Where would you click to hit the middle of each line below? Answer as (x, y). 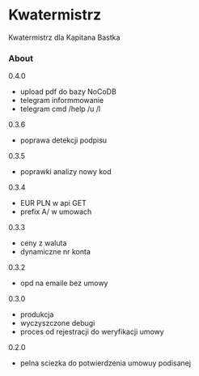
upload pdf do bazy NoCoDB (68, 92)
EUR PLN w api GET (53, 203)
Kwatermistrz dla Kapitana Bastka (64, 37)
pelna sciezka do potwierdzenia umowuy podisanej (106, 363)
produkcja (37, 314)
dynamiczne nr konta (55, 252)
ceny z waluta (43, 243)
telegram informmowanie (62, 100)
